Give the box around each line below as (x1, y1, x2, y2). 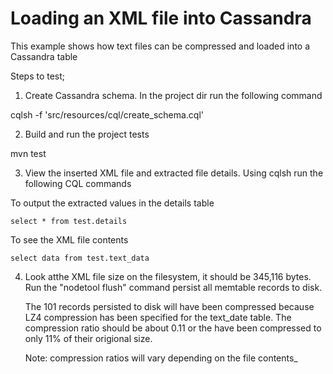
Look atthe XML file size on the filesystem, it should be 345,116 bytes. (24, 270, 312, 282)
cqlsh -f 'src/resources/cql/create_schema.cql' (10, 108, 205, 121)
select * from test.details (10, 216, 128, 226)
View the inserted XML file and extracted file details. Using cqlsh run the (24, 167, 324, 179)
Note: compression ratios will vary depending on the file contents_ (24, 352, 298, 364)
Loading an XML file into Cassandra (10, 7, 312, 30)
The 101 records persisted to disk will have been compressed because (24, 300, 315, 312)
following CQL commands (24, 177, 132, 189)
